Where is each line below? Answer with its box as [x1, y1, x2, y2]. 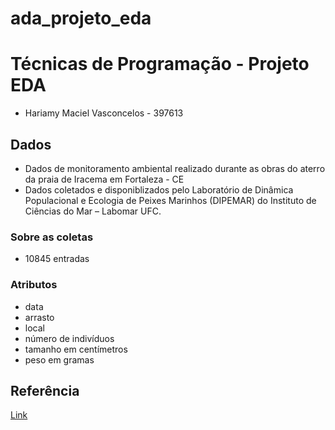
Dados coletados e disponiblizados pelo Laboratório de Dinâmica [24, 183, 294, 196]
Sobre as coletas [10, 230, 94, 244]
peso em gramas [24, 353, 95, 366]
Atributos [10, 278, 58, 292]
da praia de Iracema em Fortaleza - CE [24, 173, 185, 185]
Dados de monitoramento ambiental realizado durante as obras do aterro [24, 162, 326, 174]
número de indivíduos [24, 332, 115, 344]
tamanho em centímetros [24, 343, 128, 355]
